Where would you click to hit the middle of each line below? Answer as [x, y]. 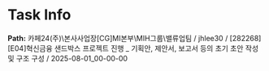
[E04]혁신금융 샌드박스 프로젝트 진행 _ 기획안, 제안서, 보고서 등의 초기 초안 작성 [133, 48]
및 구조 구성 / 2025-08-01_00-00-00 [67, 58]
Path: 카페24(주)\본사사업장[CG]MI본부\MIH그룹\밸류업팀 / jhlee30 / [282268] [134, 38]
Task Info [39, 15]
